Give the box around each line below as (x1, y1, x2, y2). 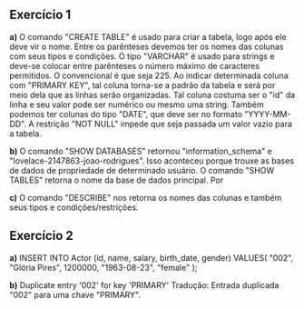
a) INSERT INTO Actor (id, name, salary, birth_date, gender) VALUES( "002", (9, 252, 294, 263)
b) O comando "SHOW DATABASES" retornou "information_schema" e (9, 145, 272, 156)
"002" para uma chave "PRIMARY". (9, 289, 141, 300)
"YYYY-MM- (244, 108, 291, 119)
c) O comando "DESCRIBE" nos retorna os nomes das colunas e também (9, 192, 282, 203)
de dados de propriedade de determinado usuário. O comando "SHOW (9, 164, 275, 175)
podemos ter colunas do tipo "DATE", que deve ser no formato (9, 108, 243, 119)
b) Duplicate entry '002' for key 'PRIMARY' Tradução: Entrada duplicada (9, 279, 279, 290)
